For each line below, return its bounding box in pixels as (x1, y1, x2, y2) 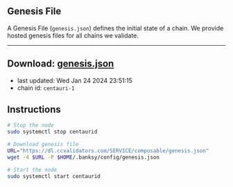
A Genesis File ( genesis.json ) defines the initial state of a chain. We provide (7, 24, 224, 32)
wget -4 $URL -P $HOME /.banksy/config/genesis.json (7, 154, 159, 161)
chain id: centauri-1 (17, 83, 75, 92)
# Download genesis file (7, 141, 79, 148)
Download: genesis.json (7, 58, 114, 70)
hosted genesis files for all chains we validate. (7, 31, 139, 39)
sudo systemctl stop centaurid (7, 128, 98, 136)
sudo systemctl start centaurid (7, 172, 101, 179)
